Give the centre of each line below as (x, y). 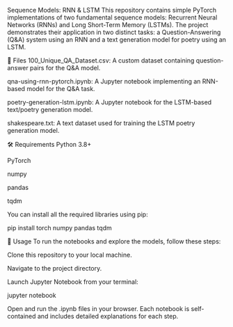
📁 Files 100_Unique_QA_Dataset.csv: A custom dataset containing (101, 61)
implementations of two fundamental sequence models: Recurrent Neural (112, 17)
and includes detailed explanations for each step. (108, 316)
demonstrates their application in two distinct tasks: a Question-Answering (114, 32)
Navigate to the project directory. (55, 268)
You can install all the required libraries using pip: (78, 214)
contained (22, 316)
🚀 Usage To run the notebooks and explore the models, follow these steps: (114, 241)
